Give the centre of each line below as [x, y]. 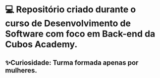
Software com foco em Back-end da [80, 34]
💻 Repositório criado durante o [71, 10]
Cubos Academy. [41, 44]
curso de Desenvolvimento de [68, 23]
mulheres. [21, 70]
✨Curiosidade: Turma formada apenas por [72, 62]
